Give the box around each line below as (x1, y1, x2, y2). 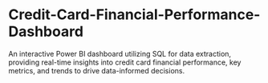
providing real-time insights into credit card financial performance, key (8, 57, 242, 67)
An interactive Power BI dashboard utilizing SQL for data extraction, (8, 49, 231, 58)
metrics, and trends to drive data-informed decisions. (8, 65, 185, 75)
